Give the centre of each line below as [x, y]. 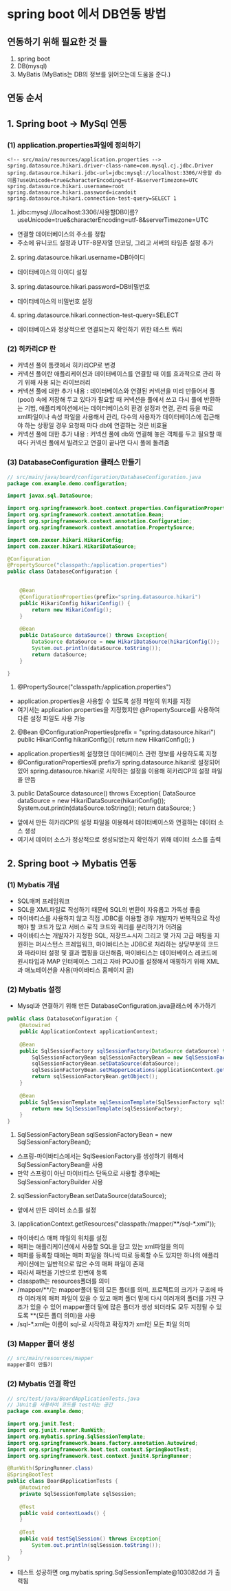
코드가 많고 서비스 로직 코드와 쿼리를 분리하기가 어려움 [110, 926]
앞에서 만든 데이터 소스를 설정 [56, 1210]
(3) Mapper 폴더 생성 [41, 1344]
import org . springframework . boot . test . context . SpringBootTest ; [100, 1449]
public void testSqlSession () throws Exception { [90, 1539]
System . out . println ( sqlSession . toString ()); [97, 1545]
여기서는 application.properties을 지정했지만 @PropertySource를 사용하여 [118, 710]
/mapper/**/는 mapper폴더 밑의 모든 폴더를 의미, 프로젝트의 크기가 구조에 [117, 1290]
